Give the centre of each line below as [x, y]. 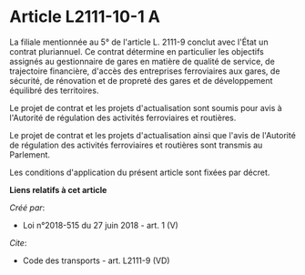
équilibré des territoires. [54, 90]
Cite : [18, 242]
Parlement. [30, 154]
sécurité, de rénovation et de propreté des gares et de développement [141, 80]
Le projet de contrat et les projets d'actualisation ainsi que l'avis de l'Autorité [152, 135]
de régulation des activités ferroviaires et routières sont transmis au [136, 145]
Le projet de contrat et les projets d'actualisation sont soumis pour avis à [146, 107]
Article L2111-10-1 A [85, 17]
